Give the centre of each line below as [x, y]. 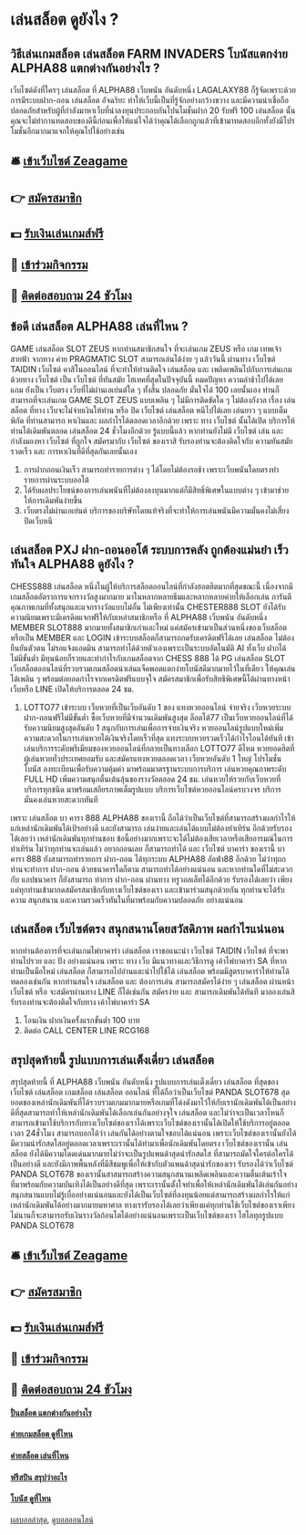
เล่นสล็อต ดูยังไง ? [65, 20]
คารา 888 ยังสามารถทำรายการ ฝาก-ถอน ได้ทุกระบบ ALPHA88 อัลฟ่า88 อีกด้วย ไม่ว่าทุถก [148, 858]
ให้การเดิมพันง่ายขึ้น [53, 500]
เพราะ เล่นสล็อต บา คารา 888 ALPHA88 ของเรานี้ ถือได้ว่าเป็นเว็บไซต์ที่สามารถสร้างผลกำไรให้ [153, 817]
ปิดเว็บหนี [38, 521]
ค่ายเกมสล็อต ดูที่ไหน [42, 1434]
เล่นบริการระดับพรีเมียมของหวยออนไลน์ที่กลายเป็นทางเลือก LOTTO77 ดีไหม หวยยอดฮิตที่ [159, 748]
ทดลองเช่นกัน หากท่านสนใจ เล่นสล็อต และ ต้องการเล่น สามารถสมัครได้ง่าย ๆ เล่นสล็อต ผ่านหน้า [153, 981]
